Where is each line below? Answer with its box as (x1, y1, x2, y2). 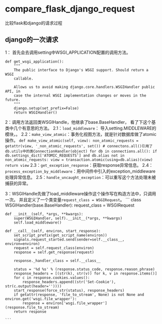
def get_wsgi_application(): (5, 59, 64, 64)
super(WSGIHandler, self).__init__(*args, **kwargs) (14, 216, 123, 221)
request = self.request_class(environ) (14, 245, 95, 250)
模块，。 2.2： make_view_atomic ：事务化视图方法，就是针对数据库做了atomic (5, 131, 157, 137)
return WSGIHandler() (14, 110, 57, 115)
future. (5, 97, 21, 102)
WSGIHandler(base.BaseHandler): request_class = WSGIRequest (5, 202, 135, 208)
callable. (14, 76, 34, 81)
